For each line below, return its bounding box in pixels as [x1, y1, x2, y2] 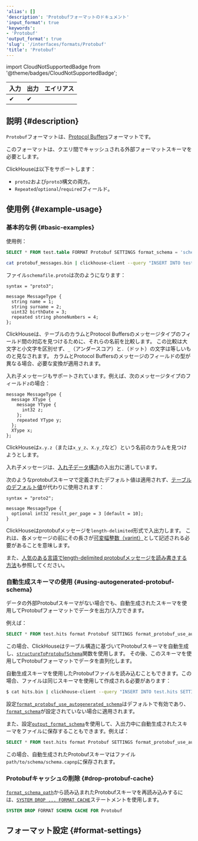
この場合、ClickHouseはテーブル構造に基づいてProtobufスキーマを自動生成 [6, 643, 189, 650]
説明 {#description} [6, 116, 80, 127]
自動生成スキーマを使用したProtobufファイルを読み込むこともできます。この [6, 670, 192, 677]
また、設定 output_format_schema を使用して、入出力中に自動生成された [6, 720, 178, 727]
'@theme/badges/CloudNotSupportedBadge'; [6, 69, 117, 77]
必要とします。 [6, 153, 42, 160]
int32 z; [21, 407, 44, 413]
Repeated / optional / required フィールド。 [14, 185, 113, 192]
